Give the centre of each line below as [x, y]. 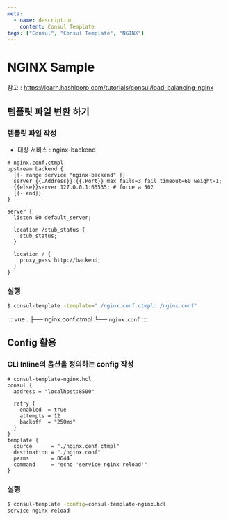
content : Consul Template [57, 26]
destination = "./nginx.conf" [57, 452]
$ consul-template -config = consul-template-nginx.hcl [87, 504]
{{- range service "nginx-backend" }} [70, 175]
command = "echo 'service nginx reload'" [81, 464]
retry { [25, 403]
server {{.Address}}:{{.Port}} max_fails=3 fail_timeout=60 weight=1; [118, 181]
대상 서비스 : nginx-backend [56, 150]
